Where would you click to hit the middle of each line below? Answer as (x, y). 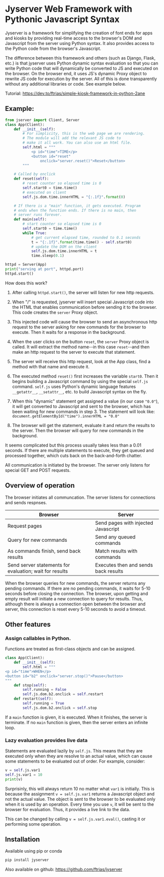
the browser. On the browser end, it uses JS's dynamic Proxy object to (76, 73)
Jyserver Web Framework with (69, 9)
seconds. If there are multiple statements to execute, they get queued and (79, 450)
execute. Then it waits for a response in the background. (69, 332)
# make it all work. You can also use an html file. (77, 143)
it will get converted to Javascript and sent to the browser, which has (82, 406)
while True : (35, 233)
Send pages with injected (124, 523)
